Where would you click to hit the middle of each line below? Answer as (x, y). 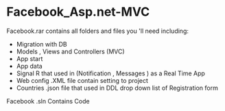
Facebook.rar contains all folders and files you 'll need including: (98, 31)
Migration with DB (42, 44)
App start (29, 58)
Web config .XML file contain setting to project (82, 80)
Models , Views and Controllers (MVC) (70, 51)
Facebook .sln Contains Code (48, 101)
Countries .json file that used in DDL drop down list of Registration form (117, 88)
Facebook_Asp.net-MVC (78, 12)
